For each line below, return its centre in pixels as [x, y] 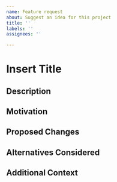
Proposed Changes [43, 132]
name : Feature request [34, 12]
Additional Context [42, 173]
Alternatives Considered [53, 152]
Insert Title [34, 69]
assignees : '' [24, 34]
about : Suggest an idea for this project [59, 17]
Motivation [27, 112]
